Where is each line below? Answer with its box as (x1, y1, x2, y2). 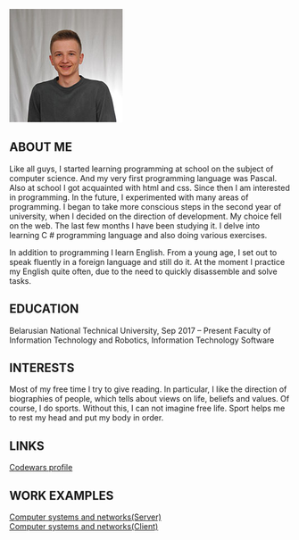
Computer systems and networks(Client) (9, 521, 159, 532)
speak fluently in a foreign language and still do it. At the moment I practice (9, 256, 286, 267)
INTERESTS (9, 361, 75, 376)
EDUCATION (9, 302, 79, 317)
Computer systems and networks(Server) (9, 511, 162, 522)
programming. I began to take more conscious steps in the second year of (9, 201, 282, 212)
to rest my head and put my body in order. (9, 412, 164, 423)
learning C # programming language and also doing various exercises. (9, 229, 268, 240)
